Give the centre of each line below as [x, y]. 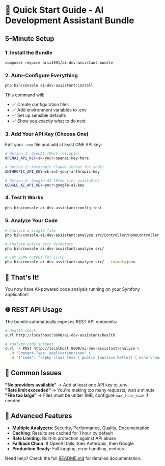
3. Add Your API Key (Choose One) [47, 134]
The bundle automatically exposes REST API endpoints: [61, 322]
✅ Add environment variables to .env [49, 110]
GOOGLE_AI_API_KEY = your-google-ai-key [45, 185]
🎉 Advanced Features [39, 416]
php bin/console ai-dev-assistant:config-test [54, 208]
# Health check [21, 330]
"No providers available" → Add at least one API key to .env [66, 384]
